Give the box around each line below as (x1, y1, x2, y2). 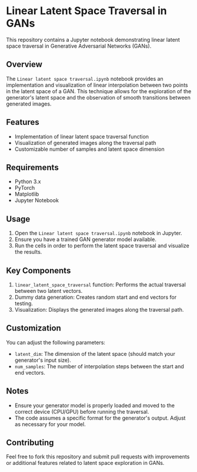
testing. (14, 300, 34, 307)
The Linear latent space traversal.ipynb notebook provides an (6, 75, 163, 82)
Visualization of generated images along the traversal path (14, 139, 156, 146)
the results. (14, 249, 42, 256)
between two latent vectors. (14, 288, 83, 294)
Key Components (6, 265, 71, 275)
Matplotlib (14, 190, 39, 198)
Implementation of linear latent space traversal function (14, 133, 149, 140)
